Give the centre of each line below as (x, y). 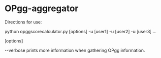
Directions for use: (23, 22)
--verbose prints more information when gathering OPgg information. (75, 50)
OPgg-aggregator (42, 9)
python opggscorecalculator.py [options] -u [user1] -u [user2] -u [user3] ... (80, 31)
